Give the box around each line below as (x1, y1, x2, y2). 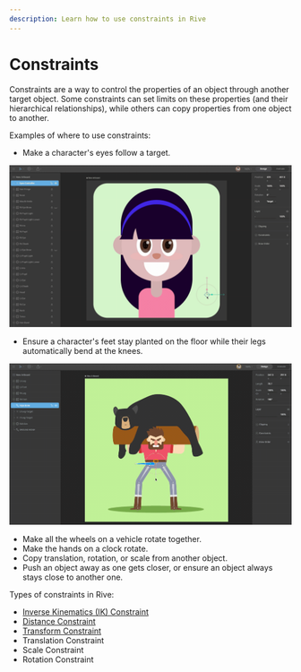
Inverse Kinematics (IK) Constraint (21, 607, 150, 617)
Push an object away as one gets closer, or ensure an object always (21, 563, 273, 573)
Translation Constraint (21, 635, 105, 646)
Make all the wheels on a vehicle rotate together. (21, 534, 202, 545)
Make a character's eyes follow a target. (21, 147, 171, 158)
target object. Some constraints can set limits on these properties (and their (9, 93, 288, 104)
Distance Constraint (21, 616, 96, 627)
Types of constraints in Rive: (9, 590, 115, 600)
